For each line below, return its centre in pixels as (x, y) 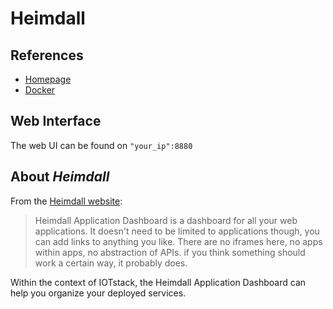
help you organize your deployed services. (98, 293)
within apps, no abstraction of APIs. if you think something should (170, 252)
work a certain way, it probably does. (111, 263)
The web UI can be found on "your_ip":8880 (101, 145)
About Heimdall (60, 177)
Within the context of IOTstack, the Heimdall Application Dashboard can (158, 282)
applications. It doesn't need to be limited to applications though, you (177, 231)
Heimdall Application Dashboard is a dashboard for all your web (166, 220)
